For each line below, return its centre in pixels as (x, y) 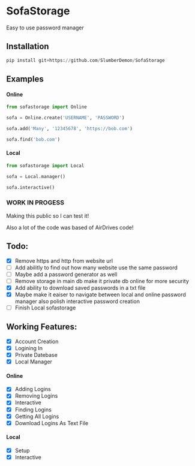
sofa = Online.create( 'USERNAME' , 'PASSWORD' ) (65, 118)
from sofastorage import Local (45, 166)
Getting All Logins (37, 416)
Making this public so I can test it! (48, 216)
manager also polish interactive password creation (77, 302)
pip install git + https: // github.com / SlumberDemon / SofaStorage (85, 60)
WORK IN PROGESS (35, 203)
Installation (28, 46)
